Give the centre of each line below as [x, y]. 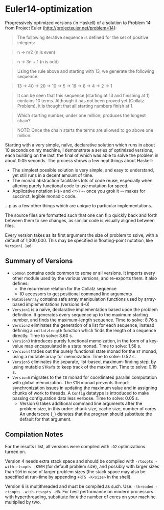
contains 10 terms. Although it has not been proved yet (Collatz [81, 100]
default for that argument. [46, 419]
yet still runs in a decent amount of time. [53, 175]
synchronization [28, 388]
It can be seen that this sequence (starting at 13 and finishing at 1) [83, 95]
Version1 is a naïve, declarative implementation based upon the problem [85, 309]
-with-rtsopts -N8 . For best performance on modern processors [88, 491]
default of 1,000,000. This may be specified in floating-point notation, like [79, 240]
